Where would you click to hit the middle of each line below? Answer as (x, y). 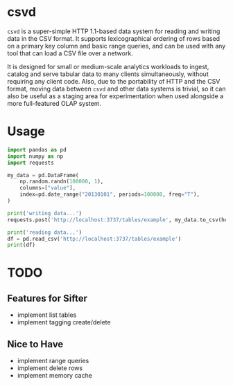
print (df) (21, 245)
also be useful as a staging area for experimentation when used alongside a (115, 96)
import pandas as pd (37, 149)
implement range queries (53, 361)
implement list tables (47, 315)
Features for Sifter (48, 298)
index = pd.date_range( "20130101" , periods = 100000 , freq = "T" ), (110, 194)
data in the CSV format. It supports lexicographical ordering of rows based (114, 38)
